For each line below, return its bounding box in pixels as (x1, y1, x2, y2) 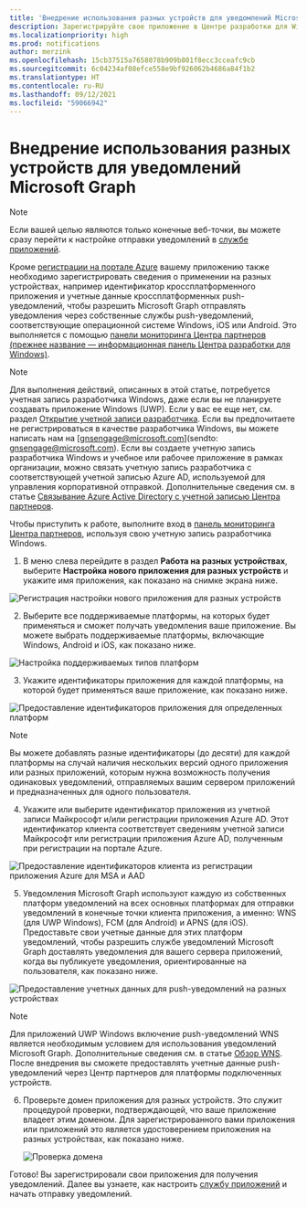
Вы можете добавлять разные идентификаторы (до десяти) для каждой (9, 747, 291, 758)
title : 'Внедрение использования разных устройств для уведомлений (9, 13, 272, 23)
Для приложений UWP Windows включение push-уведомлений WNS (9, 1029, 280, 1040)
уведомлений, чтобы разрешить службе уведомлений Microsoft (22, 937, 274, 948)
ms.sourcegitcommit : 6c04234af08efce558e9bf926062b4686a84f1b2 (9, 65, 256, 74)
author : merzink (9, 48, 71, 57)
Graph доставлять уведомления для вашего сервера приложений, (22, 947, 283, 958)
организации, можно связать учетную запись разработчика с (9, 462, 252, 473)
